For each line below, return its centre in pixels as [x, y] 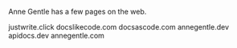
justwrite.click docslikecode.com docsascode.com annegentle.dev [118, 27]
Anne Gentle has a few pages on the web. [78, 12]
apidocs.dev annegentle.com [56, 36]
